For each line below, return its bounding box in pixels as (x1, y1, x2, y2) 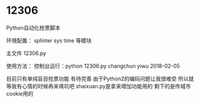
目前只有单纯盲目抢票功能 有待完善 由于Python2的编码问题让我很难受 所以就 (6, 75, 194, 82)
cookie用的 (6, 90, 34, 97)
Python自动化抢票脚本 (6, 24, 61, 31)
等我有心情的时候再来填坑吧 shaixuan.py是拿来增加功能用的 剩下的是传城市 (6, 82, 192, 90)
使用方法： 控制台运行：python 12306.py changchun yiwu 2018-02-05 (6, 62, 180, 69)
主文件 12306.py (6, 49, 47, 57)
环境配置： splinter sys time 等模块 (6, 37, 92, 44)
